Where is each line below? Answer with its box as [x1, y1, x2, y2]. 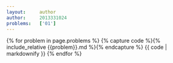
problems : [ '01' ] [6, 20, 56, 26]
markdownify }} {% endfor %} [6, 50, 82, 57]
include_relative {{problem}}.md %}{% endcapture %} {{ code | [6, 43, 167, 51]
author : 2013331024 [6, 15, 67, 21]
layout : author [6, 9, 56, 15]
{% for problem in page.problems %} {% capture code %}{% [6, 37, 161, 45]
